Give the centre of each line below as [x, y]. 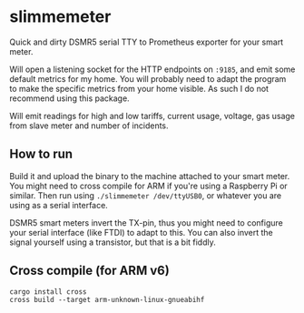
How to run [41, 154]
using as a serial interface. [59, 205]
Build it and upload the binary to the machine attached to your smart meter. [150, 176]
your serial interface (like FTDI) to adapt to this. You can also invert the [142, 232]
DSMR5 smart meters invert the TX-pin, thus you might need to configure [146, 222]
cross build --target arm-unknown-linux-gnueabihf [107, 299]
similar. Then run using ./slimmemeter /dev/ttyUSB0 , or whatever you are [146, 195]
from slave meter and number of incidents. [89, 126]
